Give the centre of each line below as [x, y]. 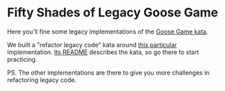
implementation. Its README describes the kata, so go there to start [103, 52]
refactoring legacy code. [42, 79]
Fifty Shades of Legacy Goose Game [113, 13]
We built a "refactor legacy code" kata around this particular [92, 44]
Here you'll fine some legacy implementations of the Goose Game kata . [108, 31]
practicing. [22, 59]
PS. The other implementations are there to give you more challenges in [108, 73]
